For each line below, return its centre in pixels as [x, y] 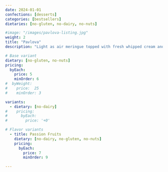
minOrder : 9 [36, 157]
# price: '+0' [28, 120]
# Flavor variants [24, 130]
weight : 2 [15, 37]
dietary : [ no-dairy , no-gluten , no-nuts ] [58, 139]
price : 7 [32, 153]
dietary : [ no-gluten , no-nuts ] [38, 60]
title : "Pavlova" [23, 42]
